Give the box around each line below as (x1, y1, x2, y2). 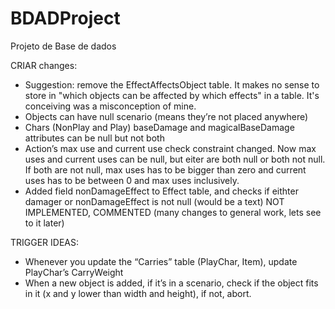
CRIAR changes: (10, 59, 78, 71)
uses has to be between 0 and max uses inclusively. (24, 174, 240, 186)
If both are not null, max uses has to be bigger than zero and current (24, 163, 307, 176)
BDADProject (10, 7, 121, 30)
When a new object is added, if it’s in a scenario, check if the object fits (24, 277, 319, 289)
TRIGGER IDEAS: (10, 236, 80, 248)
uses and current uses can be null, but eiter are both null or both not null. (24, 153, 326, 165)
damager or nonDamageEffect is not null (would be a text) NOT (24, 195, 285, 207)
